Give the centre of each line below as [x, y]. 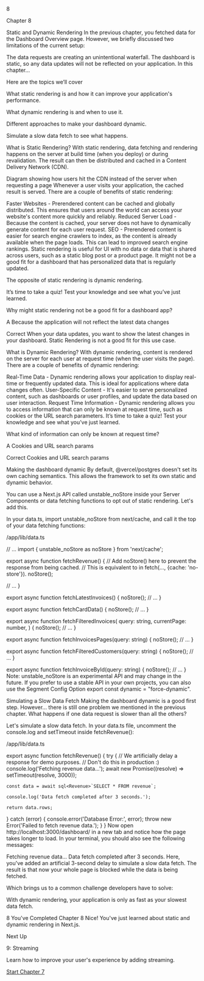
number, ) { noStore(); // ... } [41, 628]
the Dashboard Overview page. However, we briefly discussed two [90, 39]
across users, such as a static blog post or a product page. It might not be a [101, 255]
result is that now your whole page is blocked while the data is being [92, 869]
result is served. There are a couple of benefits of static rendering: [90, 192]
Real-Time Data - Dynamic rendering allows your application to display [95, 377]
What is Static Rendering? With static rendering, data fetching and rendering [102, 148]
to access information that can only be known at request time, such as [94, 409]
